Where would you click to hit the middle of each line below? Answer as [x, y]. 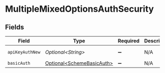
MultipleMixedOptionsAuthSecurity [80, 9]
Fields [15, 27]
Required [129, 41]
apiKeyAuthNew [24, 52]
